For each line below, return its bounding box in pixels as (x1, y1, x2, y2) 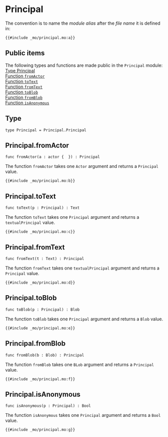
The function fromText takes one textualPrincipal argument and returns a (5, 265, 160, 271)
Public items (5, 49, 45, 57)
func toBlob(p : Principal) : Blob (5, 307, 80, 312)
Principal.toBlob (5, 294, 57, 302)
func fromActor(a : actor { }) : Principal (5, 154, 100, 159)
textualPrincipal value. (5, 220, 55, 226)
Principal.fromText (5, 243, 65, 251)
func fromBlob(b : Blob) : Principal (5, 353, 85, 358)
